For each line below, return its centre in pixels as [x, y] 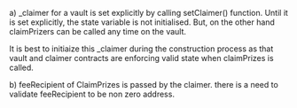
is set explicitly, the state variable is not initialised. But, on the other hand [142, 22]
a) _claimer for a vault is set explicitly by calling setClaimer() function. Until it [148, 13]
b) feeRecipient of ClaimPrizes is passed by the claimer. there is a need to [144, 85]
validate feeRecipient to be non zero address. [92, 94]
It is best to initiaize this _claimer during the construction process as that [141, 49]
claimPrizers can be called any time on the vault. [98, 31]
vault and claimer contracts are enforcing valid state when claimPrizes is [141, 58]
